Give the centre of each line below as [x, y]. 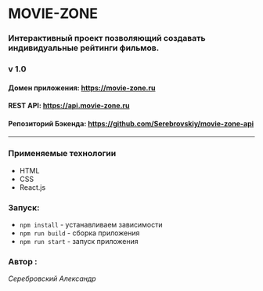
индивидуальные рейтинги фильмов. [84, 48]
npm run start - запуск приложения [79, 242]
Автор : [23, 261]
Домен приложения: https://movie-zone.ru [82, 88]
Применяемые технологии [62, 154]
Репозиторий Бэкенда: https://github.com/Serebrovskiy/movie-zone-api [131, 123]
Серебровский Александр [52, 278]
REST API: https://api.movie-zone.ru [69, 106]
